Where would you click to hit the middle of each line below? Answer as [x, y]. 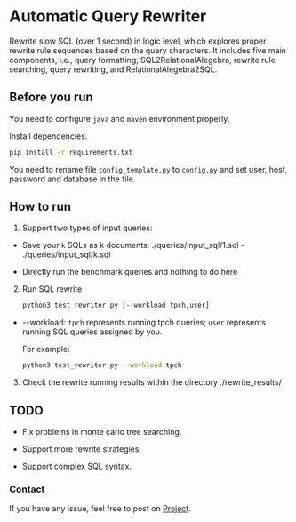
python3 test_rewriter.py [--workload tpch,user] [116, 305]
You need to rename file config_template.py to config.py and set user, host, [148, 169]
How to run [40, 207]
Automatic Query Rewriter [108, 16]
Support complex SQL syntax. [76, 466]
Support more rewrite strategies [80, 449]
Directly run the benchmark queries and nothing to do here [130, 272]
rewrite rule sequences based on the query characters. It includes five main [148, 50]
